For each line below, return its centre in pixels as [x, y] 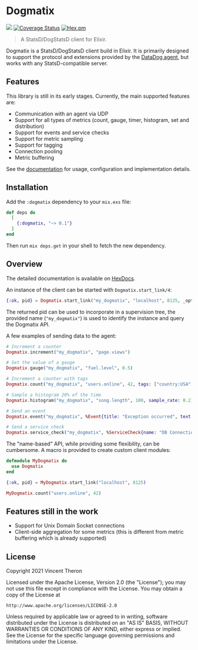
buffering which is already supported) [60, 538]
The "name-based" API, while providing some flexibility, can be [83, 444]
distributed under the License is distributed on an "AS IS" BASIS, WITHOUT [97, 623]
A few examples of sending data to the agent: [61, 336]
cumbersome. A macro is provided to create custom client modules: [88, 450]
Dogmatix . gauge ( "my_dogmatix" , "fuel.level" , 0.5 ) [70, 368]
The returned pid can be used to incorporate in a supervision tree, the [91, 312]
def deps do [21, 212]
